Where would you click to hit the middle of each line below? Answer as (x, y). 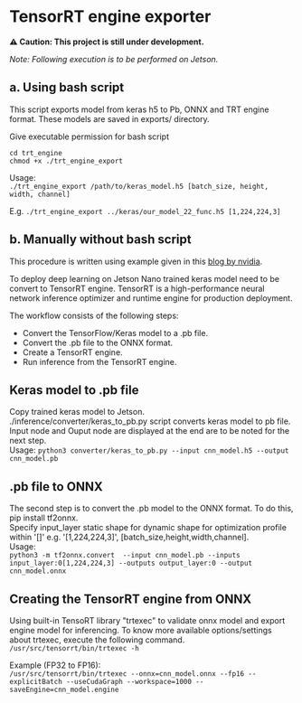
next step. (28, 441)
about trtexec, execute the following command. (97, 640)
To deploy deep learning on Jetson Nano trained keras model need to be (145, 278)
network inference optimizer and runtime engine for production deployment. (151, 298)
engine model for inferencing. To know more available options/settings (141, 630)
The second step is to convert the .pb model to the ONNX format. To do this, (151, 509)
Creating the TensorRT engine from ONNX (130, 599)
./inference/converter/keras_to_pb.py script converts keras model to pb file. (150, 421)
